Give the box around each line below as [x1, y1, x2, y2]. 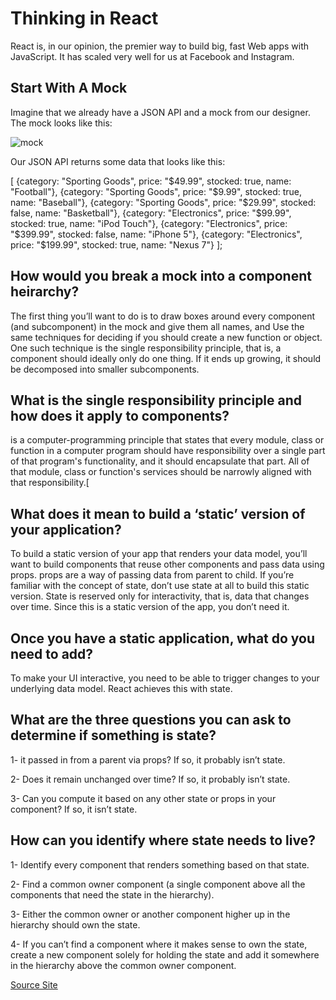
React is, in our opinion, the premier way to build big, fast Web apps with [10, 40, 310, 52]
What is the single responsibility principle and [10, 392, 303, 409]
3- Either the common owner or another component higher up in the [10, 908, 291, 920]
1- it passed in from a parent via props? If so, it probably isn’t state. [10, 753, 286, 766]
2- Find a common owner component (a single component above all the [10, 878, 306, 890]
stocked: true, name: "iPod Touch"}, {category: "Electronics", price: [10, 217, 288, 229]
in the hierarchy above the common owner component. [10, 959, 237, 971]
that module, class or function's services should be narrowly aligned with [10, 466, 312, 478]
